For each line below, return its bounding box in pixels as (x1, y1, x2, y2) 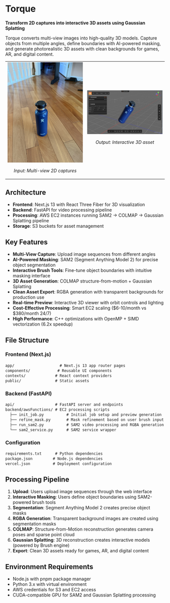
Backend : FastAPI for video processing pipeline (12, 207, 112, 213)
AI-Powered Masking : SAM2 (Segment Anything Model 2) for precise (12, 257, 158, 263)
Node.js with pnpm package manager (12, 576, 91, 582)
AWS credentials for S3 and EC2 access (12, 587, 96, 593)
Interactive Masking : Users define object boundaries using (12, 494, 137, 500)
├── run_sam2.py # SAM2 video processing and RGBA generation (10, 422, 164, 428)
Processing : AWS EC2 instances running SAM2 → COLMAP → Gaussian (12, 212, 163, 218)
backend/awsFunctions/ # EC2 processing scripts (5, 407, 110, 413)
